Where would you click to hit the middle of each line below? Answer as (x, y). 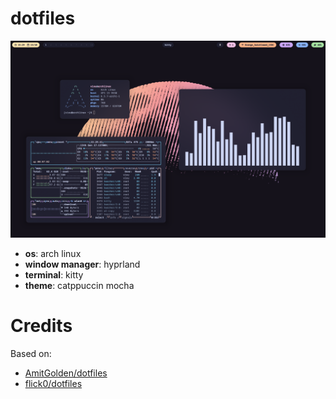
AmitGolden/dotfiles (66, 373)
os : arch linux (53, 253)
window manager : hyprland (82, 264)
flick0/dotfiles (53, 383)
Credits (41, 326)
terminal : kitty (54, 274)
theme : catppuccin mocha (79, 285)
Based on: (31, 353)
